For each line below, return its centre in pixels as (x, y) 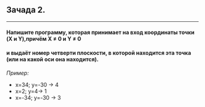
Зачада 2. (26, 10)
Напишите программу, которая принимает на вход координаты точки (100, 32)
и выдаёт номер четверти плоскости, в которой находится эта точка (99, 53)
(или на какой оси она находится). (52, 59)
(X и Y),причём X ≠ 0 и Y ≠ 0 (44, 39)
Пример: (18, 73)
